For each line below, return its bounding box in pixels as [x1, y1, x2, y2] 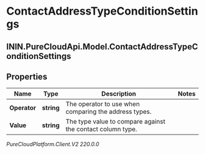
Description [101, 89, 136, 98]
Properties [6, 71, 48, 82]
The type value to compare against [65, 117, 166, 126]
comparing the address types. [65, 108, 152, 116]
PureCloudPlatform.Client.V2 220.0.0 [6, 141, 99, 148]
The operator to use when [65, 100, 140, 108]
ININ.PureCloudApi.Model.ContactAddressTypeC [6, 41, 198, 52]
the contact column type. [65, 125, 137, 133]
